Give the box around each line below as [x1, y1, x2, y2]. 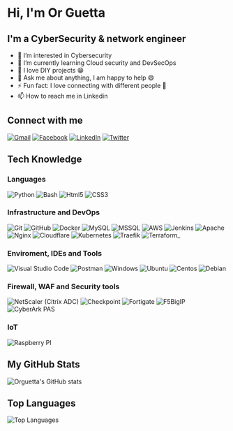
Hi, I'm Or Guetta [7, 5, 106, 21]
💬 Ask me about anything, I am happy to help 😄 [17, 73, 155, 82]
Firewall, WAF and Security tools [7, 282, 120, 291]
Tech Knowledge [7, 154, 82, 166]
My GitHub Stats [7, 358, 80, 371]
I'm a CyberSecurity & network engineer [7, 33, 186, 45]
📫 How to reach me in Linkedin [17, 92, 108, 100]
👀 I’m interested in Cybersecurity [17, 51, 112, 59]
